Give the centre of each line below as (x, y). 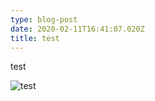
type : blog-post (44, 19)
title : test (35, 38)
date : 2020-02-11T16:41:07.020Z (77, 29)
